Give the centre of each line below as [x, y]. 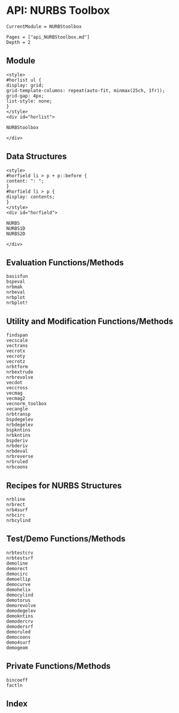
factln [14, 685]
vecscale [17, 341]
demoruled [19, 632]
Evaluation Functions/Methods [65, 262]
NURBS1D [16, 228]
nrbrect [16, 504]
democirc [17, 574]
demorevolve [21, 605]
